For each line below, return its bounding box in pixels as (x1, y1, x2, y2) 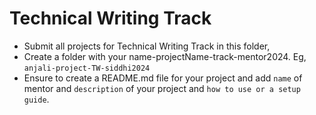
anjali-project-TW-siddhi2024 (23, 63, 151, 73)
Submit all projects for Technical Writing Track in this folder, (23, 40, 271, 52)
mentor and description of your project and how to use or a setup (23, 82, 301, 94)
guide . (23, 93, 50, 105)
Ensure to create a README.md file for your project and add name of (23, 72, 303, 84)
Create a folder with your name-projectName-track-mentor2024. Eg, (23, 50, 307, 62)
